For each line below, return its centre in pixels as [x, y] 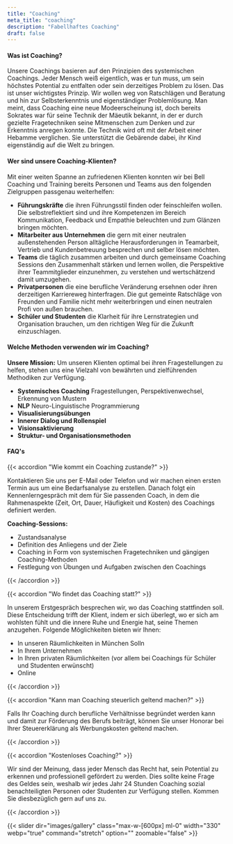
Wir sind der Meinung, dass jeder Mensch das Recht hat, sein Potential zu [113, 769]
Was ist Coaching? [35, 55]
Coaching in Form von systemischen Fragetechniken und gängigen [113, 552]
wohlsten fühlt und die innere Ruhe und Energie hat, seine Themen [103, 623]
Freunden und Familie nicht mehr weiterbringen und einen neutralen [115, 302]
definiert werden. [32, 510]
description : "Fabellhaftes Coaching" [63, 27]
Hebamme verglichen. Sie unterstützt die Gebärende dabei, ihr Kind [104, 138]
